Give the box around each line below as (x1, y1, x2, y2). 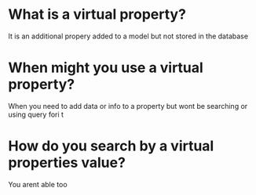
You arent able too (8, 179, 68, 189)
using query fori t (8, 110, 64, 119)
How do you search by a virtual (8, 137, 214, 155)
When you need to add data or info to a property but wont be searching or (8, 101, 248, 110)
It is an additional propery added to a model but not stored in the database (8, 31, 249, 41)
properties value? (8, 154, 126, 172)
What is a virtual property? (8, 5, 187, 23)
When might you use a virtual (8, 59, 204, 77)
